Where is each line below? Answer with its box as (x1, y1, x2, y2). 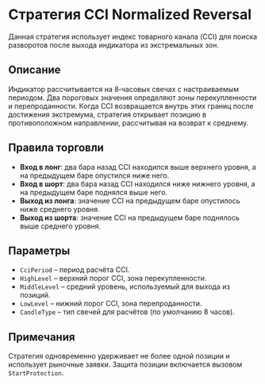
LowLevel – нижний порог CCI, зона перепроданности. (19, 299, 202, 309)
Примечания (8, 330, 75, 344)
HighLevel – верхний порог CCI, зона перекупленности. (19, 274, 207, 283)
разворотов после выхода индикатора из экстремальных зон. (8, 40, 220, 49)
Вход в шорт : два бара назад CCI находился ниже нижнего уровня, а (19, 179, 255, 188)
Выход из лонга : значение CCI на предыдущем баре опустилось (19, 196, 240, 205)
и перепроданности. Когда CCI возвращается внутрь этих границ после (8, 101, 254, 110)
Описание (8, 63, 61, 77)
